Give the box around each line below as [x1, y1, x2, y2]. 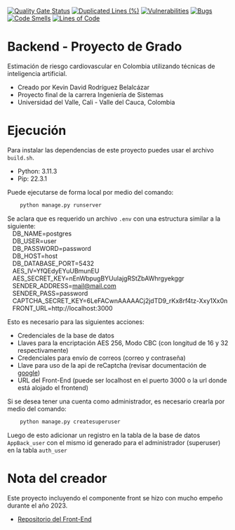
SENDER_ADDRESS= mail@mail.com [12, 281, 117, 290]
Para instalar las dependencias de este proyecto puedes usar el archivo [7, 146, 214, 154]
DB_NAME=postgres [12, 229, 72, 238]
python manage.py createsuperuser [20, 418, 121, 425]
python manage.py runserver [20, 201, 102, 209]
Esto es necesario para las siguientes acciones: [7, 317, 145, 326]
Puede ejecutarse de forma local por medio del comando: [7, 188, 174, 196]
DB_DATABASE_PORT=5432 [12, 259, 95, 267]
